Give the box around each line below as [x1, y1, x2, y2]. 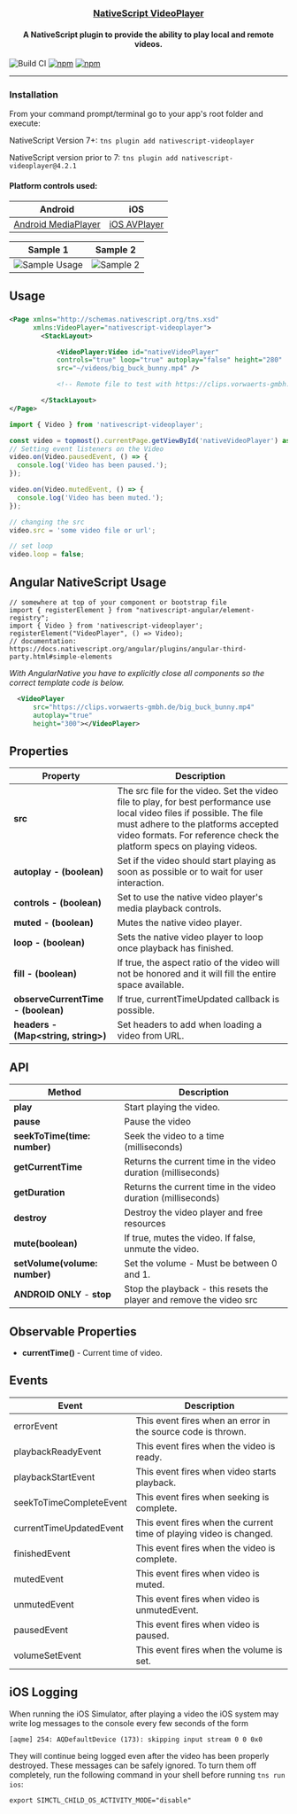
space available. [117, 978, 185, 991]
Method [47, 1086, 82, 1099]
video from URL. [117, 1030, 185, 1042]
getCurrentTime [13, 1161, 83, 1173]
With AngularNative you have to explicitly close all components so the [9, 668, 265, 678]
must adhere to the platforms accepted [117, 818, 279, 830]
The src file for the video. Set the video [117, 785, 278, 798]
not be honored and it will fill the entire [117, 968, 277, 980]
